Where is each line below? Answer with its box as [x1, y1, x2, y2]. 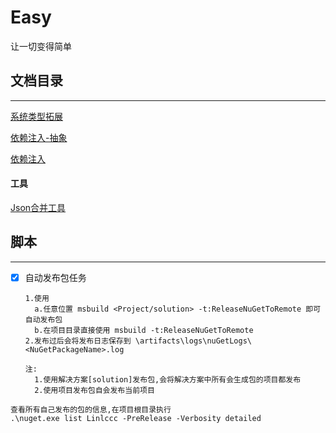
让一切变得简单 [10, 40, 72, 52]
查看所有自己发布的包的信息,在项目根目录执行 [10, 404, 172, 415]
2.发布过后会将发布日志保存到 [24, 336, 132, 346]
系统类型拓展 [10, 110, 63, 122]
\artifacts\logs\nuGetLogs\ [134, 336, 252, 346]
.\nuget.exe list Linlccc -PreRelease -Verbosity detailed [10, 413, 262, 423]
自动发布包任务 [24, 271, 87, 283]
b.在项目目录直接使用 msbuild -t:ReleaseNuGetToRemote [34, 325, 254, 335]
